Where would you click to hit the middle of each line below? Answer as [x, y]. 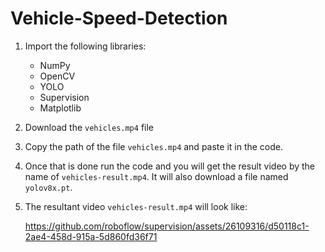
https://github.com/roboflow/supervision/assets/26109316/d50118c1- [167, 226]
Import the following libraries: [85, 46]
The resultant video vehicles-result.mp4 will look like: [136, 206]
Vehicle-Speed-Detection [119, 18]
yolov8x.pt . [48, 187]
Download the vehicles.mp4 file [89, 127]
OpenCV [57, 76]
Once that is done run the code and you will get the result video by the [170, 166]
